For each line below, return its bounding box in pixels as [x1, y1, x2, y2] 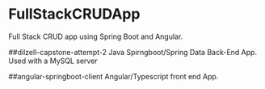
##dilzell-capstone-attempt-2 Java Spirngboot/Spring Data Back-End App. [8, 47, 257, 57]
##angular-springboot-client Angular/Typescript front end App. [8, 71, 219, 81]
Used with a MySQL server [8, 56, 99, 66]
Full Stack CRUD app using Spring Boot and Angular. [8, 32, 183, 41]
